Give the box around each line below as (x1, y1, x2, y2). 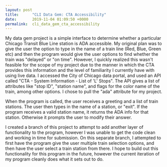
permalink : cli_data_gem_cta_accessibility (5, 21, 100, 27)
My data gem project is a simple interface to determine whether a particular (5, 35, 161, 41)
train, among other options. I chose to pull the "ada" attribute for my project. (5, 89, 162, 95)
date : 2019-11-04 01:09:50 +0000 (5, 17, 89, 22)
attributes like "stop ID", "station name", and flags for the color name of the (5, 83, 160, 90)
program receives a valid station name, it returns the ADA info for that (5, 109, 149, 115)
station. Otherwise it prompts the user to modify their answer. (5, 114, 132, 121)
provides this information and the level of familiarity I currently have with (5, 67, 154, 73)
